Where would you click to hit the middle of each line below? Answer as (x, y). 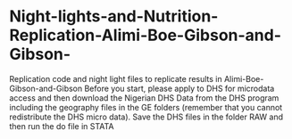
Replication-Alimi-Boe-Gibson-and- (146, 35)
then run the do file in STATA (62, 126)
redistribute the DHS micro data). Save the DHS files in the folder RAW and (146, 117)
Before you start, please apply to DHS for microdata (179, 88)
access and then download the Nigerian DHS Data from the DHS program (144, 98)
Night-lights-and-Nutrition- (114, 16)
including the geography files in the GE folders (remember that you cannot (146, 107)
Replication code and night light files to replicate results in (116, 78)
